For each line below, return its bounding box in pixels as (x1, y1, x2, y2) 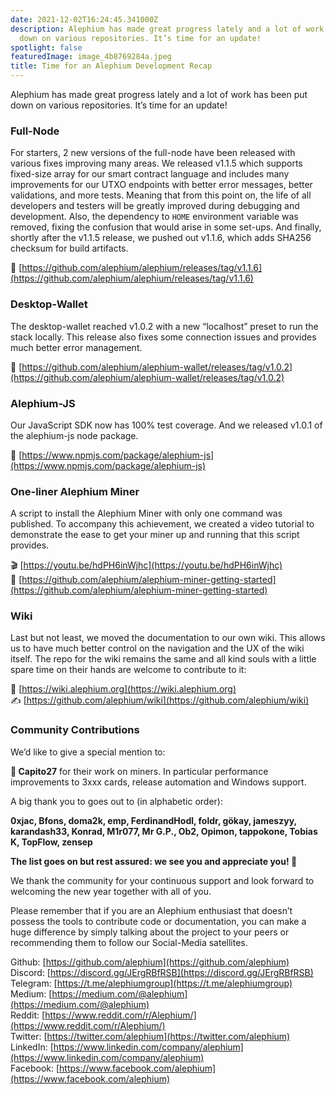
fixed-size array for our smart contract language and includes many (10, 168, 290, 180)
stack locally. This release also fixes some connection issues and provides (10, 331, 317, 343)
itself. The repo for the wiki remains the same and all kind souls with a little (10, 653, 317, 665)
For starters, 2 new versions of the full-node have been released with (10, 147, 296, 159)
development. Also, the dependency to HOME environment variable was (10, 211, 299, 223)
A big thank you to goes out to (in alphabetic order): (10, 795, 223, 807)
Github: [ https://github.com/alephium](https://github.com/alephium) (10, 956, 290, 968)
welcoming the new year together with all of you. (10, 885, 212, 897)
